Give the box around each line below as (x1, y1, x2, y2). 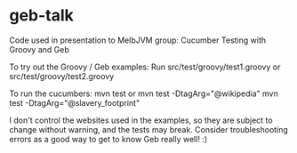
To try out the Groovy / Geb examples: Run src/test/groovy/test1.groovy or (9, 61, 281, 72)
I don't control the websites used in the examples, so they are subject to (9, 115, 273, 125)
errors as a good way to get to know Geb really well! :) (9, 133, 208, 144)
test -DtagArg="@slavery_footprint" (9, 97, 140, 108)
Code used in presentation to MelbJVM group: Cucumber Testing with (9, 35, 267, 45)
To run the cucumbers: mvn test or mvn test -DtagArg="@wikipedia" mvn (9, 88, 278, 99)
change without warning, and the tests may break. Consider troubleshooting (9, 124, 289, 134)
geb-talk (9, 5, 74, 26)
